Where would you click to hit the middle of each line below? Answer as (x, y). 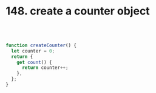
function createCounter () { (41, 45)
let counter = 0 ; (33, 51)
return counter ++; (45, 68)
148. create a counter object (78, 11)
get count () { (34, 62)
